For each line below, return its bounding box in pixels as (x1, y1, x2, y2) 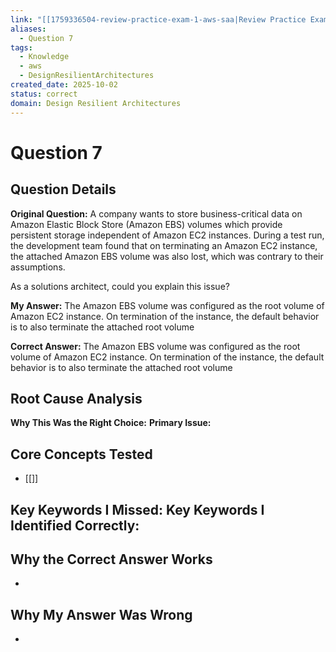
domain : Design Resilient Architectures (10, 98, 182, 108)
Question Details (10, 181, 117, 198)
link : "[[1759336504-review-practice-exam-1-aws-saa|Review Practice (10, 14, 307, 25)
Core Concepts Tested (10, 446, 153, 463)
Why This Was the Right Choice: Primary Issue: (10, 417, 212, 429)
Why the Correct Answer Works (10, 551, 213, 568)
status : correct (10, 89, 78, 99)
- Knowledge (19, 52, 70, 62)
